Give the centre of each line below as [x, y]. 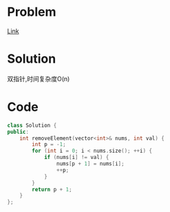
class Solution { [32, 125]
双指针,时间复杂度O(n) [39, 78]
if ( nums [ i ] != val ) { [76, 158]
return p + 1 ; [52, 189]
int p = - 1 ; [49, 145]
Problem [32, 12]
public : [18, 131]
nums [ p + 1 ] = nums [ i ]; [91, 164]
